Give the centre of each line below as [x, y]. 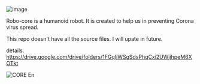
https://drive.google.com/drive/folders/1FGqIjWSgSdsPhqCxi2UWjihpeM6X [99, 57]
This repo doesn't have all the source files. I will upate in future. [84, 39]
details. [15, 50]
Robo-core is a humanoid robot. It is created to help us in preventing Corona [100, 21]
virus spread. [22, 27]
